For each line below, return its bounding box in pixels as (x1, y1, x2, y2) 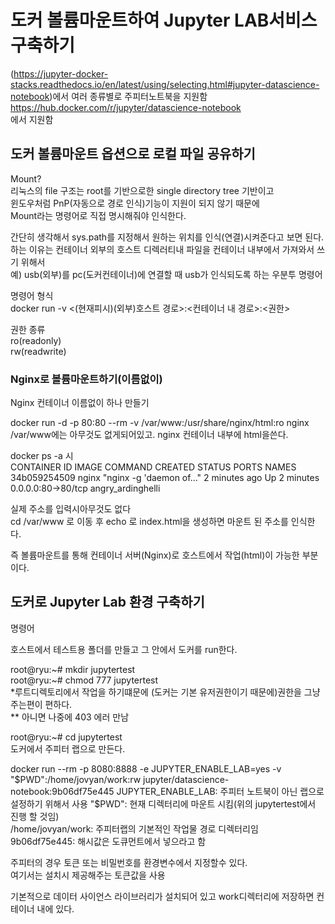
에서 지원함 (10, 113, 54, 125)
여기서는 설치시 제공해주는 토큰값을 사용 (10, 869, 166, 881)
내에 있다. (36, 902, 75, 915)
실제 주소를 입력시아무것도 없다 (10, 503, 132, 515)
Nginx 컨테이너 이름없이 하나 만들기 (10, 397, 150, 409)
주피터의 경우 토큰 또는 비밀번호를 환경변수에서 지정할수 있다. (10, 856, 248, 868)
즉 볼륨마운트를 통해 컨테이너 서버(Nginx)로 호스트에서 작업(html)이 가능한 (10, 549, 300, 561)
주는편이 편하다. (10, 698, 73, 710)
